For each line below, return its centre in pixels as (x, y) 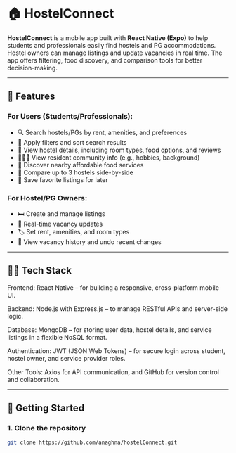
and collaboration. (33, 379)
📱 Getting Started (46, 408)
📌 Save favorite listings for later (63, 179)
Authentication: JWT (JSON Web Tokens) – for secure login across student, (117, 351)
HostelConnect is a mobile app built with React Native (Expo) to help (108, 38)
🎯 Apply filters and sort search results (72, 142)
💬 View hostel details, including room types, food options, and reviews (119, 150)
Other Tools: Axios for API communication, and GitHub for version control (113, 372)
